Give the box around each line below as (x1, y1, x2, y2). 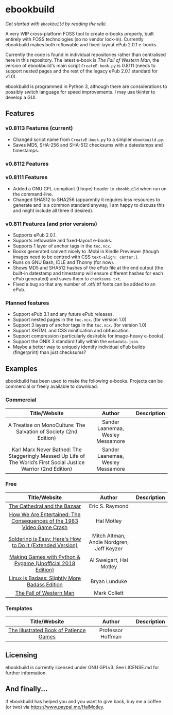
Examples (5, 364, 38, 373)
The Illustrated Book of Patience (8, 627, 86, 634)
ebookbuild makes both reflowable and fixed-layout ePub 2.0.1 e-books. (5, 41, 158, 47)
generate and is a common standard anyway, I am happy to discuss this (12, 202, 165, 208)
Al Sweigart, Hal (89, 557, 128, 564)
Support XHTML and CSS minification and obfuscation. (12, 328, 130, 334)
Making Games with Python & (9, 553, 81, 560)
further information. (5, 670, 47, 676)
